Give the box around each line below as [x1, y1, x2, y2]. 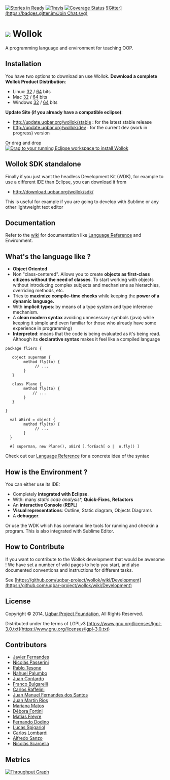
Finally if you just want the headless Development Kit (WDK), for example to [5, 173, 164, 179]
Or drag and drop [5, 140, 42, 146]
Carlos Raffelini [12, 686, 45, 692]
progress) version [12, 130, 50, 136]
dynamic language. [12, 298, 55, 304]
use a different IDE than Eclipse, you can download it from [5, 179, 127, 185]
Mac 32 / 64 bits [12, 94, 47, 100]
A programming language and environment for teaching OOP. [5, 45, 133, 51]
